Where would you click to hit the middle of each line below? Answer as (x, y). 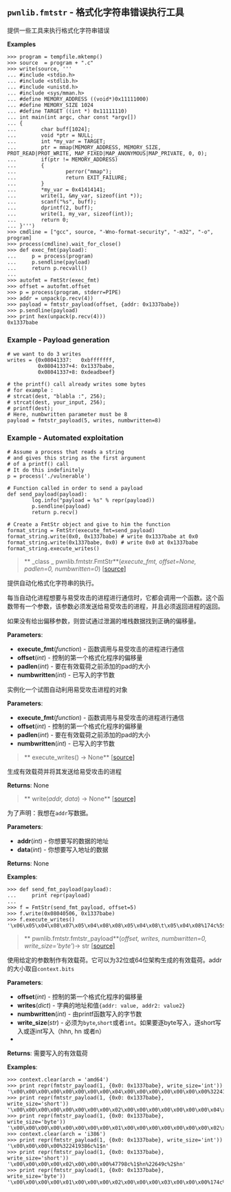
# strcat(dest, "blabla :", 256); (57, 397)
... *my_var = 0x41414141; (57, 189)
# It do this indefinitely (46, 470)
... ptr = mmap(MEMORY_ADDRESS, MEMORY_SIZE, (84, 147)
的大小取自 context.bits (41, 969)
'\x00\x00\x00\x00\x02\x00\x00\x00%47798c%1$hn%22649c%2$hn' (97, 1164)
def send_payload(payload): (47, 495)
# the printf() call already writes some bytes (77, 384)
